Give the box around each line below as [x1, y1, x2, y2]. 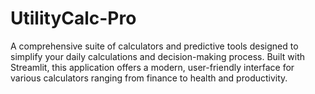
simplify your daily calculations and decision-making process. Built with [10, 50, 306, 62]
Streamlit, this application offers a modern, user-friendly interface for [10, 61, 295, 73]
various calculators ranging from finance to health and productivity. [10, 72, 288, 84]
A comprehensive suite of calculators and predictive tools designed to [10, 40, 299, 52]
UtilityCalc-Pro [10, 7, 137, 30]
